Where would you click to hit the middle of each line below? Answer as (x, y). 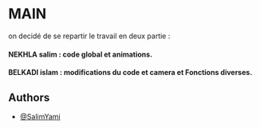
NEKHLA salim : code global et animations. (81, 54)
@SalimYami (40, 116)
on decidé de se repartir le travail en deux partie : (89, 36)
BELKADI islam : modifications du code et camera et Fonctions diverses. (130, 72)
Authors (29, 98)
